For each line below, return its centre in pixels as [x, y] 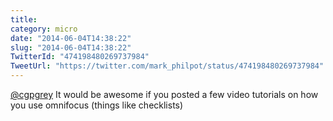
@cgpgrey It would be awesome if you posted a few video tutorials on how [164, 94]
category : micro [44, 29]
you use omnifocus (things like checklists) [97, 105]
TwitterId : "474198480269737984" [80, 57]
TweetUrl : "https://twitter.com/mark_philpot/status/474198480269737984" [167, 66]
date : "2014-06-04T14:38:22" [71, 38]
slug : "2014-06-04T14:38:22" [71, 47]
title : [24, 19]
